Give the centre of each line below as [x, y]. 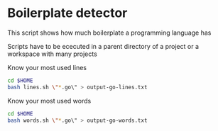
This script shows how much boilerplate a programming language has [109, 33]
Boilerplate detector [67, 13]
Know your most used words [49, 101]
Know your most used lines [47, 67]
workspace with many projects [52, 54]
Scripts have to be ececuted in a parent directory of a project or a [103, 46]
